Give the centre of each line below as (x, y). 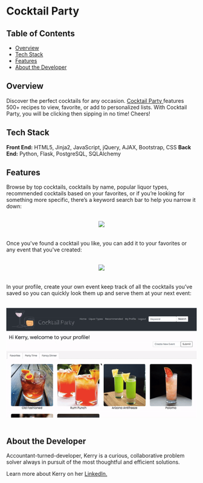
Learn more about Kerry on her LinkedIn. (57, 474)
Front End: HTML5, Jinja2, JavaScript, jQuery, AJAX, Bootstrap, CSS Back (99, 147)
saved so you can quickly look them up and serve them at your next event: (99, 293)
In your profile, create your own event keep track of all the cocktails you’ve (99, 287)
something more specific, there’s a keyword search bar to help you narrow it (101, 200)
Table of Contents (41, 34)
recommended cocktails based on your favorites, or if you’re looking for (96, 193)
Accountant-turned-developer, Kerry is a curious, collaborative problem (95, 456)
